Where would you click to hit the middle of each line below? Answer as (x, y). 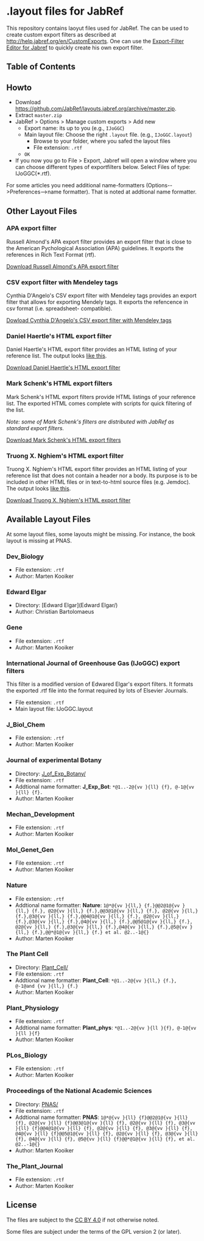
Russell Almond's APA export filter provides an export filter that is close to (99, 242)
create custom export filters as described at (62, 34)
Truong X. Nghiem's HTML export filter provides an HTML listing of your (97, 469)
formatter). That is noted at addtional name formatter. (130, 192)
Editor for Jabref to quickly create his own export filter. (75, 48)
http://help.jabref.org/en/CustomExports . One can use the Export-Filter (95, 41)
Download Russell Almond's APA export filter (62, 266)
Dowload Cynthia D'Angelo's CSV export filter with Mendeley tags (89, 320)
